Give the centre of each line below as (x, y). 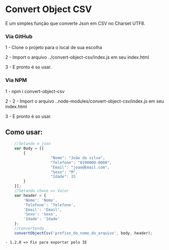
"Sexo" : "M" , (64, 172)
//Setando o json (33, 144)
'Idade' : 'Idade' (41, 219)
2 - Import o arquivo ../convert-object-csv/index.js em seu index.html (77, 57)
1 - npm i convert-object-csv (35, 91)
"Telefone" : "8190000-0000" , (81, 162)
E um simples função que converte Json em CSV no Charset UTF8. (75, 23)
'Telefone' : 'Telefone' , (50, 205)
